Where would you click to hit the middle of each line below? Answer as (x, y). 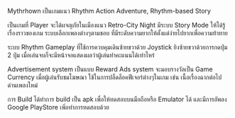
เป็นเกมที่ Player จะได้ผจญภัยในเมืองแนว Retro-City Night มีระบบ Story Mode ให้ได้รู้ (116, 25)
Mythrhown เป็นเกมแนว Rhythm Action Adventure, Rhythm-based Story (109, 11)
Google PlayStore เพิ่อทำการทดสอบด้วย (58, 107)
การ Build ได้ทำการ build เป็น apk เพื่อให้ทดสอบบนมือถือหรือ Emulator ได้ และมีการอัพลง (117, 99)
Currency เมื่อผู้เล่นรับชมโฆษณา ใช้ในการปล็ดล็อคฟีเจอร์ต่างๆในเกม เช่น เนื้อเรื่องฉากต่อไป (115, 77)
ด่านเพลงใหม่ (22, 85)
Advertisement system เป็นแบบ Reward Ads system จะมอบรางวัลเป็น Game (110, 69)
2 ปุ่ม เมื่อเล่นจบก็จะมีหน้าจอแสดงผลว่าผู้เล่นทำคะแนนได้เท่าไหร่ (81, 55)
